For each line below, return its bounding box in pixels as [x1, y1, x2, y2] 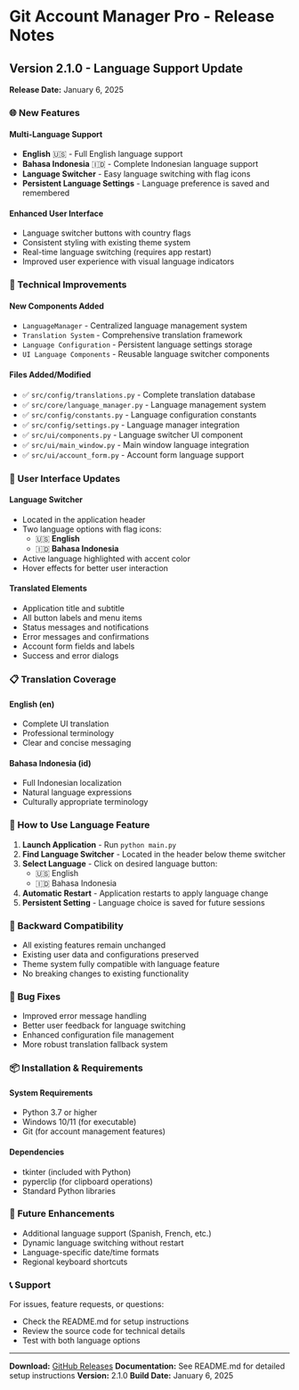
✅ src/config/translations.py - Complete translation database [21, 389, 255, 400]
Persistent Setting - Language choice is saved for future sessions [21, 897, 265, 907]
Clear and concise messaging [21, 738, 132, 749]
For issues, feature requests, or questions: [9, 1299, 165, 1310]
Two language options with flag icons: [21, 524, 162, 534]
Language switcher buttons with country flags [21, 228, 191, 238]
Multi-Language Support [9, 128, 103, 139]
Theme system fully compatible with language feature [21, 958, 221, 969]
